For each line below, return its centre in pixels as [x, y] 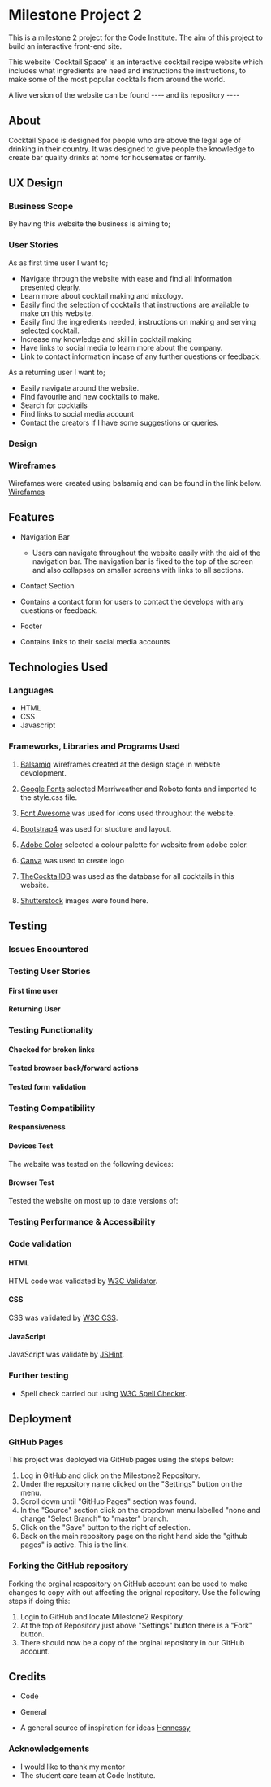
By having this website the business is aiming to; [90, 224]
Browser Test [31, 1182]
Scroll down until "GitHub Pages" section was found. [108, 1501]
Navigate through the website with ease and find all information [126, 278]
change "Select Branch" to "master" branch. [94, 1518]
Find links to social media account [77, 413]
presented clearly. [50, 287]
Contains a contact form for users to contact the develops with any [132, 601]
